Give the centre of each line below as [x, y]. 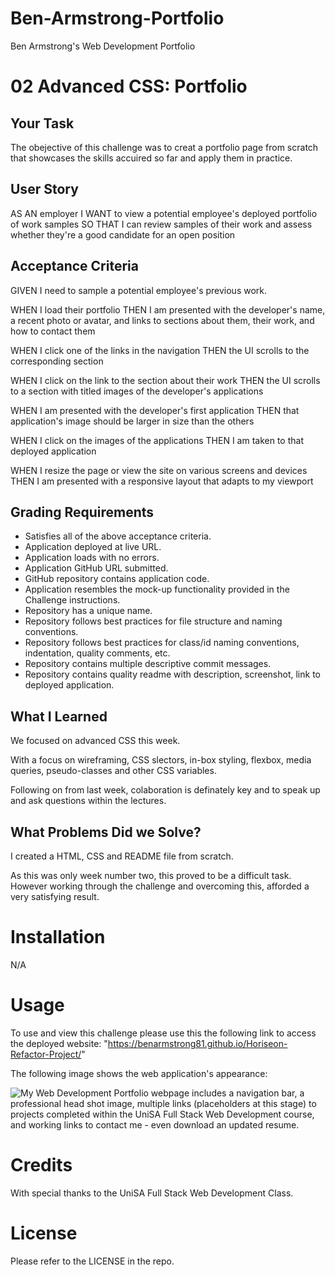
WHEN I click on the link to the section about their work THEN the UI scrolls [165, 380]
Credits [41, 1165]
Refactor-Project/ [46, 1054]
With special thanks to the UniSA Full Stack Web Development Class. [152, 1193]
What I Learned [59, 716]
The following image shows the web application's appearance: [139, 1073]
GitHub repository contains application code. [117, 579]
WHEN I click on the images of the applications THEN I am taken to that [157, 440]
